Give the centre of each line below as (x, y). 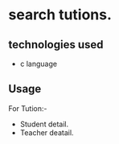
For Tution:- (28, 108)
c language (39, 64)
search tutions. (60, 15)
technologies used (56, 45)
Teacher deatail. (47, 132)
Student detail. (44, 124)
